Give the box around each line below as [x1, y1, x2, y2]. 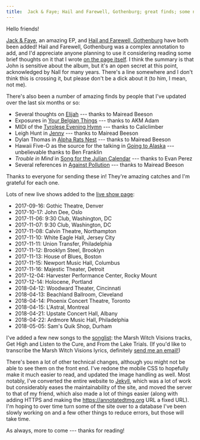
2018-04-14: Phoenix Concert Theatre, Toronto [14, 297, 131, 304]
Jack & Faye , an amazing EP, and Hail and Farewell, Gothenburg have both [6, 36, 189, 44]
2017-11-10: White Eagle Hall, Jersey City [14, 234, 115, 241]
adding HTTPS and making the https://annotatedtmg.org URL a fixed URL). [6, 396, 189, 403]
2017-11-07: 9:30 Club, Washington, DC [14, 221, 111, 228]
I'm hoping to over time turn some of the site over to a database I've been [6, 402, 186, 410]
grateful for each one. [6, 179, 60, 186]
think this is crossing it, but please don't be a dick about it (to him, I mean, [6, 75, 187, 82]
